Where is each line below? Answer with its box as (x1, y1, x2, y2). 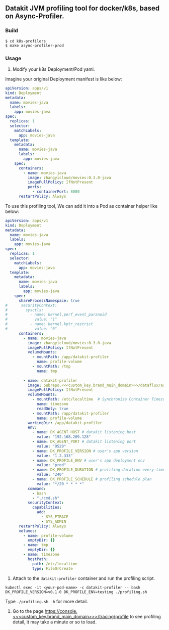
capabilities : (32, 505, 62, 510)
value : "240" (37, 472, 64, 477)
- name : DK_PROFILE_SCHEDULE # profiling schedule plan (32, 477, 152, 482)
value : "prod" (37, 463, 66, 468)
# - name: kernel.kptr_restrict (5, 322, 94, 327)
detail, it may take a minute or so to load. (12, 619, 97, 625)
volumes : (18, 528, 37, 533)
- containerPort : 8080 (32, 189, 80, 194)
